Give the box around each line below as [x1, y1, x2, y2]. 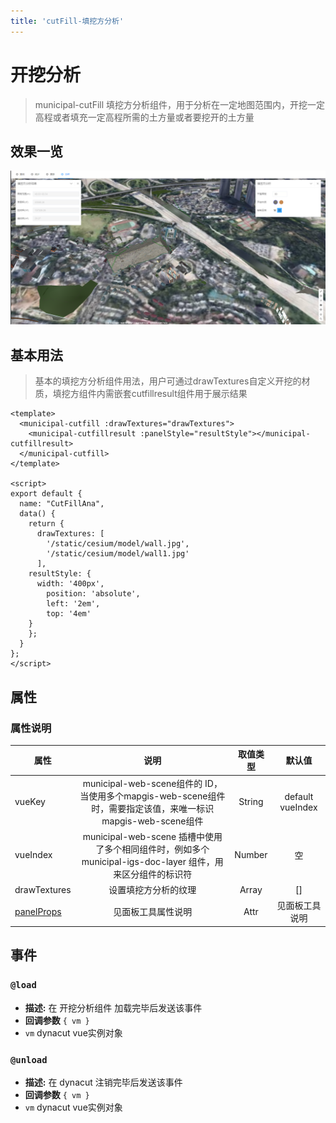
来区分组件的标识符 [113, 868, 193, 880]
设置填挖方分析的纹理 [108, 884, 197, 896]
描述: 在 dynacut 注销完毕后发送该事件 [24, 1076, 183, 1088]
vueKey [14, 796, 46, 808]
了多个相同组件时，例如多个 [95, 843, 210, 855]
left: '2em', [46, 599, 101, 609]
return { [28, 519, 65, 529]
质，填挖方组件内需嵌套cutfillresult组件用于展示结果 [34, 388, 248, 400]
